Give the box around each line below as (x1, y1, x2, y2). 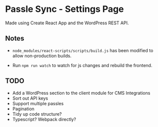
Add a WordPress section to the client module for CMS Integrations (12, 90, 151, 96)
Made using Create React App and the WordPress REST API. (5, 20, 129, 26)
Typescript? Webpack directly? (12, 116, 76, 122)
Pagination (12, 106, 35, 112)
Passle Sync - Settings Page (5, 3, 124, 15)
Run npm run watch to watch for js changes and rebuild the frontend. (12, 62, 153, 68)
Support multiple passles (12, 100, 64, 106)
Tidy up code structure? (12, 111, 62, 117)
